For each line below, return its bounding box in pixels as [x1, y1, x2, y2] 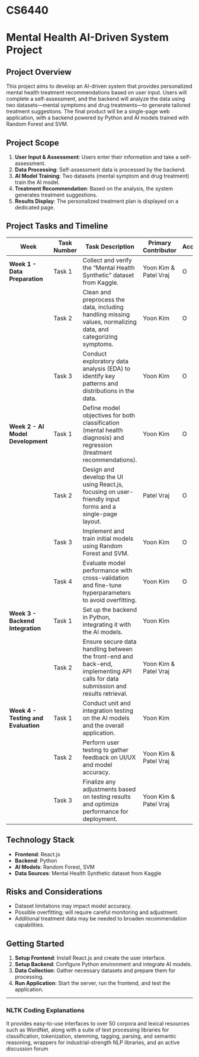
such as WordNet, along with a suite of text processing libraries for [6, 1026, 169, 1033]
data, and [82, 325, 109, 333]
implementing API [82, 667, 132, 675]
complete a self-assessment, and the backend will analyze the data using [6, 96, 185, 103]
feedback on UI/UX [82, 753, 136, 761]
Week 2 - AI [9, 422, 44, 430]
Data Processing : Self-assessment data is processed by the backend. [14, 166, 187, 173]
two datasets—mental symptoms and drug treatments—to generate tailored [6, 101, 191, 109]
